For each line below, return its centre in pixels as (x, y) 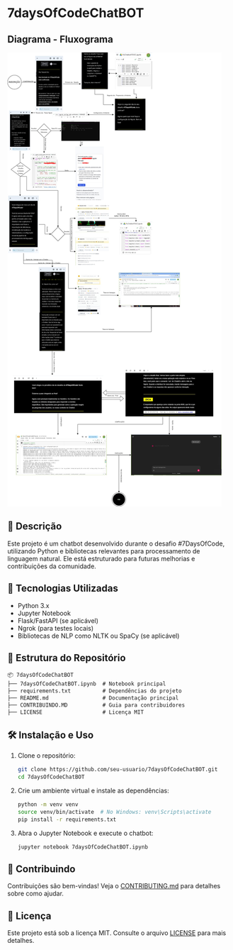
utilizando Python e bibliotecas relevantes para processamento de (104, 551)
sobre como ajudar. (35, 894)
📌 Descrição (35, 526)
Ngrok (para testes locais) (56, 628)
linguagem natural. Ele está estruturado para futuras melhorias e (101, 558)
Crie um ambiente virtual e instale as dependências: (93, 790)
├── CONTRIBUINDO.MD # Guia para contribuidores (96, 705)
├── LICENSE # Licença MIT (75, 712)
